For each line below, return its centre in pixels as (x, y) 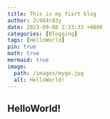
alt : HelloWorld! (39, 80)
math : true (23, 54)
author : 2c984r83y (34, 21)
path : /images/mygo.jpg (49, 73)
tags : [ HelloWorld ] (36, 40)
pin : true (22, 47)
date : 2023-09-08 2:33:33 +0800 (55, 27)
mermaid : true (28, 60)
